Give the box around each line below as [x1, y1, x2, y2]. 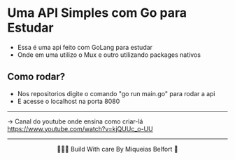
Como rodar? [7, 71, 66, 83]
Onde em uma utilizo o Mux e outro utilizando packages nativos [17, 51, 201, 59]
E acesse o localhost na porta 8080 [17, 97, 120, 105]
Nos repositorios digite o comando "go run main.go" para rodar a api [17, 89, 215, 98]
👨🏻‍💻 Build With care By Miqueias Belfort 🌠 [57, 145, 178, 153]
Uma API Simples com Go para [7, 5, 187, 21]
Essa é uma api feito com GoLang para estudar [17, 43, 152, 51]
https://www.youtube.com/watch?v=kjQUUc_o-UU [7, 124, 153, 133]
